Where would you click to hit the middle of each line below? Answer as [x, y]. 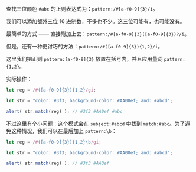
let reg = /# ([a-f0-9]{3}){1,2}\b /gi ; [54, 142]
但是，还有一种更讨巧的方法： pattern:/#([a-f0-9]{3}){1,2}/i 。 [85, 46]
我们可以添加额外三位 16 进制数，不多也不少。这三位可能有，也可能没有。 [96, 21]
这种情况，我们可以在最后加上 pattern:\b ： [64, 131]
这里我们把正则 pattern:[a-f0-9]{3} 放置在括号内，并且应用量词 [84, 59]
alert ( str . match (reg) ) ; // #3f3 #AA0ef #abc [64, 111]
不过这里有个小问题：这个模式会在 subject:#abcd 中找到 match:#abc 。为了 [96, 124]
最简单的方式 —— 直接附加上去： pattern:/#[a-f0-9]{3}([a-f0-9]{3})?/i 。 [98, 34]
